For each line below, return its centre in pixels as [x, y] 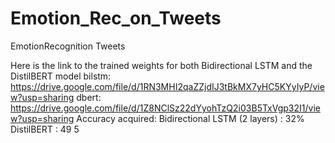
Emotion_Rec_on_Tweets [116, 18]
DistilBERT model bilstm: [61, 76]
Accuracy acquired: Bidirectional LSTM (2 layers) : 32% [190, 118]
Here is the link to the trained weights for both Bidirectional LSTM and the [161, 65]
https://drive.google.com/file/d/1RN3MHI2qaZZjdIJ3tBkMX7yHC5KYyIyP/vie [167, 86]
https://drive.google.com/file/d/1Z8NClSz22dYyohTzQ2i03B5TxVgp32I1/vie [165, 108]
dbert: [89, 97]
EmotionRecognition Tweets [68, 46]
